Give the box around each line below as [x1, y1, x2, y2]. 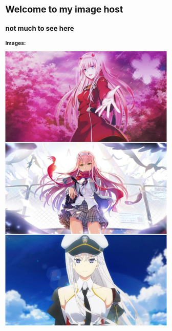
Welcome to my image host [5, 4, 123, 15]
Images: [5, 39, 26, 47]
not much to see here [5, 24, 74, 33]
